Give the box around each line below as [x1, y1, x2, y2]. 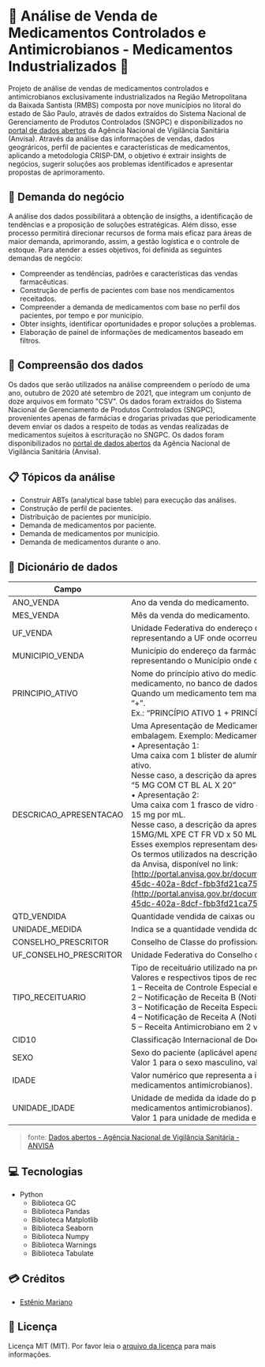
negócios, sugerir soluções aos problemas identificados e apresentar [8, 159, 234, 168]
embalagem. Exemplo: [131, 730, 213, 742]
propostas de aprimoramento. [8, 167, 105, 177]
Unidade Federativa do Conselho [131, 949, 253, 960]
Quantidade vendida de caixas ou [131, 911, 255, 922]
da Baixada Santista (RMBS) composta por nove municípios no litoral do [8, 100, 242, 110]
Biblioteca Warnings [31, 1240, 97, 1249]
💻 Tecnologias [8, 1165, 84, 1178]
